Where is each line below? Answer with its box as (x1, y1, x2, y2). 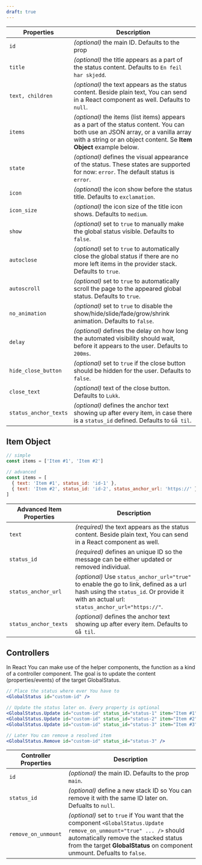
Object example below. (73, 143, 139, 151)
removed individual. (75, 563, 130, 571)
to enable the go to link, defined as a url (75, 579, 187, 588)
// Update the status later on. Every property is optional (6, 705, 161, 711)
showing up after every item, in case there (73, 408, 192, 417)
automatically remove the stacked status (68, 834, 183, 842)
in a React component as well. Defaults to (73, 95, 191, 104)
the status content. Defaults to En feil (73, 63, 182, 71)
